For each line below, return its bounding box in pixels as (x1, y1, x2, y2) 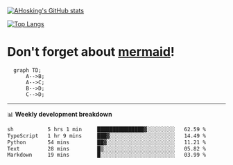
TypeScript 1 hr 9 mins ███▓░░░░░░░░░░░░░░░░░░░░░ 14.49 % (7, 132, 207, 139)
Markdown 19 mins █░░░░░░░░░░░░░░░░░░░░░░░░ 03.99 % (7, 152, 207, 159)
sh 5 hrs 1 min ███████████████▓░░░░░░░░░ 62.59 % (7, 126, 207, 133)
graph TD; (13, 66, 42, 74)
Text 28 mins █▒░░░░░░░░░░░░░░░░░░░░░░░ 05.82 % (7, 145, 207, 152)
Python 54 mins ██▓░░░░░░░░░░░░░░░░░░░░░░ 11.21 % (7, 139, 207, 146)
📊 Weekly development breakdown (7, 110, 112, 118)
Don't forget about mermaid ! (7, 44, 175, 60)
